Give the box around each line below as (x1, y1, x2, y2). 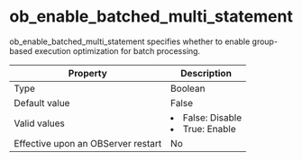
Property (68, 67, 108, 79)
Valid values (14, 117, 66, 130)
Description (179, 67, 233, 79)
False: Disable (182, 111, 242, 123)
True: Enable (182, 122, 236, 135)
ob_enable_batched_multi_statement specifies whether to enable (9, 36, 251, 47)
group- (252, 36, 278, 47)
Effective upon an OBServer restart (14, 137, 162, 149)
